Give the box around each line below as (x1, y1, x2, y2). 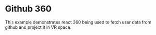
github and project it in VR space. (5, 24, 72, 30)
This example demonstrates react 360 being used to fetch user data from (5, 19, 152, 25)
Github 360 (5, 3, 52, 14)
